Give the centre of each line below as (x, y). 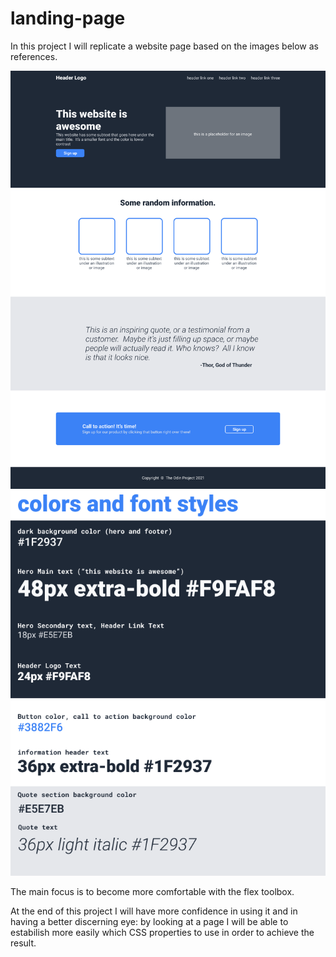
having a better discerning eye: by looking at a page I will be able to (149, 922)
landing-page (68, 18)
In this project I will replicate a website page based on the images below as (164, 46)
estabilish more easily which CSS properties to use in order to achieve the (162, 933)
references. (34, 56)
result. (23, 943)
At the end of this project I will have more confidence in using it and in (154, 911)
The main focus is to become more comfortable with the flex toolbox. (152, 892)
